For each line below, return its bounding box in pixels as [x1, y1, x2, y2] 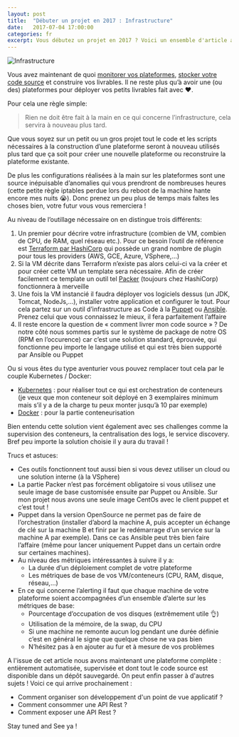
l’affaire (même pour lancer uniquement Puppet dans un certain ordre [17, 541, 221, 549]
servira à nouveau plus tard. [24, 121, 107, 129]
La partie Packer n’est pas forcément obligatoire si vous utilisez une [17, 480, 216, 489]
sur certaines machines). [17, 549, 91, 557]
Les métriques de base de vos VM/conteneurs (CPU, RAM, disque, [28, 571, 224, 580]
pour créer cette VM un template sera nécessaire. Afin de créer [17, 267, 204, 275]
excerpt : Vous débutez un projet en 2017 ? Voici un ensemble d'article [7, 37, 228, 44]
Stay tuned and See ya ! [7, 722, 78, 731]
